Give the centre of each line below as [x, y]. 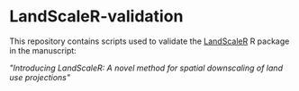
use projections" [40, 77]
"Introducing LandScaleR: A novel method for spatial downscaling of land [146, 68]
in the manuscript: [43, 50]
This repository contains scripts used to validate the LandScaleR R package [149, 41]
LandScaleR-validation [96, 17]
